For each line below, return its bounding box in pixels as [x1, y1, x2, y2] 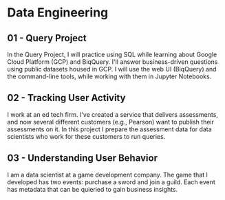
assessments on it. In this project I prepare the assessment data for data [7, 125, 212, 133]
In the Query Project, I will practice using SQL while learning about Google [7, 50, 217, 58]
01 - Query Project [7, 32, 87, 44]
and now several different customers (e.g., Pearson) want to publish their [7, 118, 215, 126]
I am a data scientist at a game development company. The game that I [7, 170, 208, 179]
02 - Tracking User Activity [7, 92, 126, 104]
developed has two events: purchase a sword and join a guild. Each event [7, 177, 215, 186]
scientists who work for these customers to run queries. [7, 132, 166, 140]
